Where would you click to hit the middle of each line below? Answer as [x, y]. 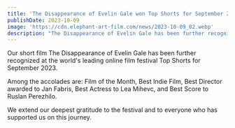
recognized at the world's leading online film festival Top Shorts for [104, 61]
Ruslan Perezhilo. [32, 97]
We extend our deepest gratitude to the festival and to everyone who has [113, 110]
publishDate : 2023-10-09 [43, 20]
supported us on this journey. [50, 118]
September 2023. [33, 68]
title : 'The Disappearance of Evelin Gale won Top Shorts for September [115, 14]
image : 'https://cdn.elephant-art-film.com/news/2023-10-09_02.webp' [111, 27]
